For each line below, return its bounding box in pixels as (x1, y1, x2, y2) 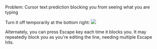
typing (5, 9, 18, 15)
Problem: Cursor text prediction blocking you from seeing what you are (5, 4, 150, 10)
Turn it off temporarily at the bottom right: (5, 20, 90, 25)
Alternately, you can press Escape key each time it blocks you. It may (5, 29, 147, 35)
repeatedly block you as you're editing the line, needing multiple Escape (5, 34, 153, 40)
